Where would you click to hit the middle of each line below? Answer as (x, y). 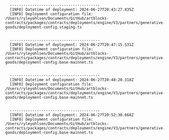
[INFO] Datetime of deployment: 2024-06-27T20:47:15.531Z (72, 45)
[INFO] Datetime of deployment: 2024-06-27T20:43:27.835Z (72, 10)
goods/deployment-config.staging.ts (44, 27)
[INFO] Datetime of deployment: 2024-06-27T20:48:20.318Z (72, 80)
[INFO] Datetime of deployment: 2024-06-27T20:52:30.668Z (72, 115)
